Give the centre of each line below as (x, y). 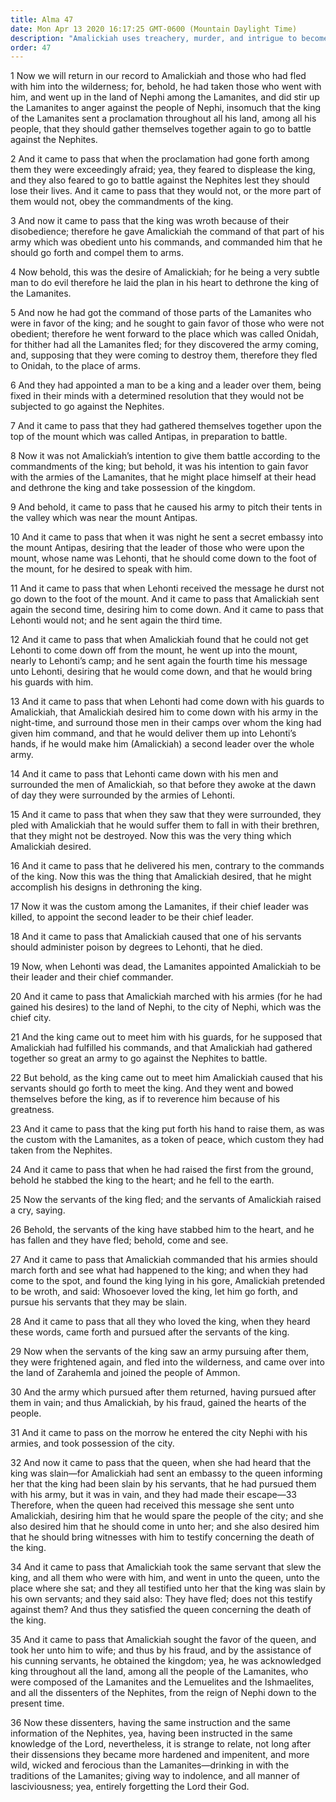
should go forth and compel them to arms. (97, 253)
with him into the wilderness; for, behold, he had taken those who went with (166, 87)
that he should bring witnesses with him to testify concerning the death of (162, 1537)
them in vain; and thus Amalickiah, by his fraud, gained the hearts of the (158, 1403)
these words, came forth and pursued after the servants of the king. (150, 1332)
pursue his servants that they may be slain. (99, 1302)
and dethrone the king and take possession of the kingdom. (133, 488)
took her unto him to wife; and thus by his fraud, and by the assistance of (161, 1650)
